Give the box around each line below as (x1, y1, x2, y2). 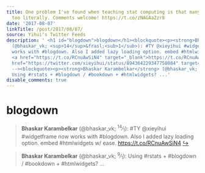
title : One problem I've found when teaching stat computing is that (6, 9, 187, 15)
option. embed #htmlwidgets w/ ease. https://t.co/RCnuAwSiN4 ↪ (21, 139, 189, 147)
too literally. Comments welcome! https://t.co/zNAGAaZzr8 (12, 15, 165, 21)
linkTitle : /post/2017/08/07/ (6, 26, 84, 32)
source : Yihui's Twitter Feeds (6, 32, 86, 38)
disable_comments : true (6, 77, 67, 83)
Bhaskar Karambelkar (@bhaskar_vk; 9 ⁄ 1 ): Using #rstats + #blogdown (21, 151, 197, 161)
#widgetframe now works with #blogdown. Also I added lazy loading (21, 133, 194, 140)
